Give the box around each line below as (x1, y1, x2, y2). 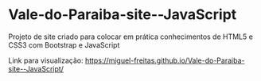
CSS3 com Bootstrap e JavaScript (8, 40, 120, 49)
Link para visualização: (8, 56, 84, 65)
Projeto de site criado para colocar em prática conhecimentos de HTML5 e (8, 32, 253, 41)
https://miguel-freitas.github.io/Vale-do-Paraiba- (84, 56, 245, 65)
